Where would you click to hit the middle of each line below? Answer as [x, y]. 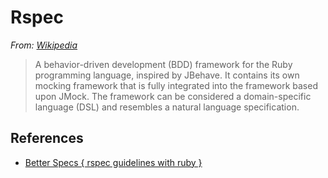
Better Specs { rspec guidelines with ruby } [113, 162]
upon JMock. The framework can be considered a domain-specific [173, 96]
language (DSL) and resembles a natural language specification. [167, 107]
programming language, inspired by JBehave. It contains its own [167, 75]
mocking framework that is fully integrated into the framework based [176, 85]
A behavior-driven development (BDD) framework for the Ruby [163, 64]
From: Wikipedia [44, 45]
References [47, 138]
